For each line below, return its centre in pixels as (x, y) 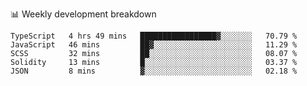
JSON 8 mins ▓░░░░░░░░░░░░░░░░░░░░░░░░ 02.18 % (154, 71)
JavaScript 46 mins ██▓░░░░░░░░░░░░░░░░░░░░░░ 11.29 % (154, 45)
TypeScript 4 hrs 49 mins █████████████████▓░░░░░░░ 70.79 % (154, 36)
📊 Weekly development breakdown (83, 14)
